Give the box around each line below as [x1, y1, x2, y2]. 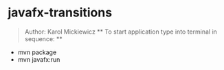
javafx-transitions [8, 5, 113, 21]
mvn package [17, 48, 57, 56]
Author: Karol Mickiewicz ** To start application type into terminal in [24, 27, 217, 36]
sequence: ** [24, 34, 63, 43]
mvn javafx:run [17, 55, 60, 63]
